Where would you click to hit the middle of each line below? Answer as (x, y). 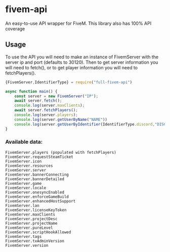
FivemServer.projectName (31, 223)
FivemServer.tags (24, 236)
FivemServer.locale (26, 188)
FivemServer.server (26, 170)
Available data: (24, 142)
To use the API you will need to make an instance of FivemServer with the (82, 57)
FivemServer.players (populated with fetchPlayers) (61, 152)
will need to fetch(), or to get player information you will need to (72, 67)
